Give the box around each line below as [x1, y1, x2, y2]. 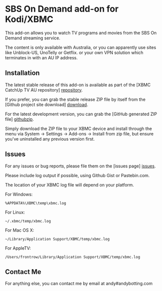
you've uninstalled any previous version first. [5, 136, 95, 142]
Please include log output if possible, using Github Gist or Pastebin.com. [5, 172, 150, 178]
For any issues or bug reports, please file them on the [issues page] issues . [5, 163, 156, 169]
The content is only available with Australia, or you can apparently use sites [5, 44, 157, 50]
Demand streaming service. [5, 35, 61, 41]
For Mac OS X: [5, 227, 34, 233]
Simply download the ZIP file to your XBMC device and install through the [5, 126, 152, 131]
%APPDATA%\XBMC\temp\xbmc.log [5, 200, 67, 205]
